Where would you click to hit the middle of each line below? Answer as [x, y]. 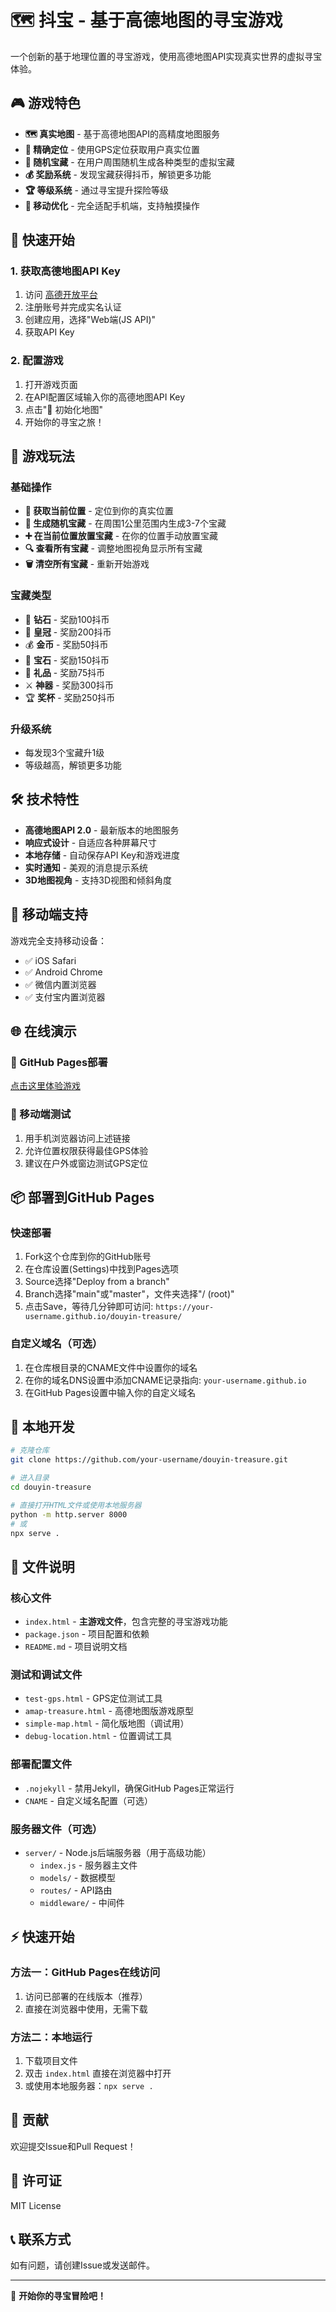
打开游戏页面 [51, 384]
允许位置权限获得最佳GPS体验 [86, 1150]
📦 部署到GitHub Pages [82, 1197]
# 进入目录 [30, 1478]
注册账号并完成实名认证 [73, 307]
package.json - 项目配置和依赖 [87, 1634]
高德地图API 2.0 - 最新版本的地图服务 [102, 830]
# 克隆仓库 [30, 1451]
